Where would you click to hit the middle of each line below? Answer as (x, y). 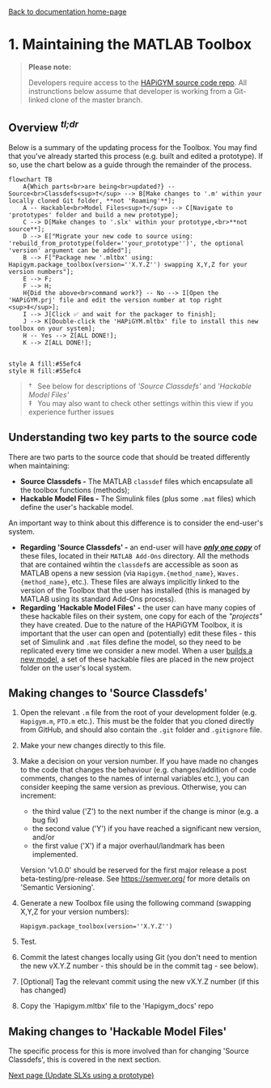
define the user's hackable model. (77, 507)
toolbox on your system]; (52, 328)
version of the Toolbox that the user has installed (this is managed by (135, 590)
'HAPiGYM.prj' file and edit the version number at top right (115, 300)
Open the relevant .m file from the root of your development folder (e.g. (138, 713)
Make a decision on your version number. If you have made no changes (139, 761)
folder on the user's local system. (76, 667)
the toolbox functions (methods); (75, 490)
